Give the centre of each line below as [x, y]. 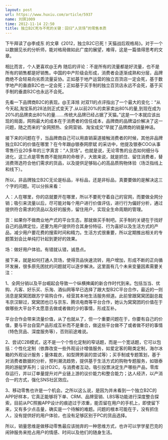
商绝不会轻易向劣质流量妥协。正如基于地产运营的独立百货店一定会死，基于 [82, 79]
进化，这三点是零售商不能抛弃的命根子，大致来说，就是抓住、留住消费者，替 [84, 157]
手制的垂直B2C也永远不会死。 [36, 92]
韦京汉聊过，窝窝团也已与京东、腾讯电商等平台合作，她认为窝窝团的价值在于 [84, 302]
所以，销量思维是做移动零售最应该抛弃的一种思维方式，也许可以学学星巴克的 [84, 426]
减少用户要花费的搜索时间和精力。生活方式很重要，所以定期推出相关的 [86, 233]
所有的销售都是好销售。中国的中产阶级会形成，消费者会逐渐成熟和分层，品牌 [84, 73]
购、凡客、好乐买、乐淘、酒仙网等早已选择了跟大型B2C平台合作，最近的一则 [84, 290]
